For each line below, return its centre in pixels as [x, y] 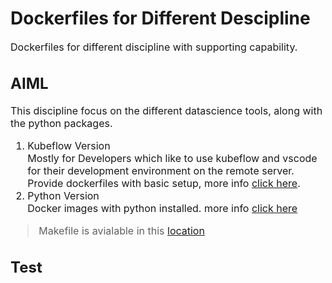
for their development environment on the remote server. [161, 171]
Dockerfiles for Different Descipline [160, 18]
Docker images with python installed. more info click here [162, 209]
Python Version [63, 196]
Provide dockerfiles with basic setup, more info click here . [164, 184]
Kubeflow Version [69, 146]
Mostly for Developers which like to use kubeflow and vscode [172, 159]
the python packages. [61, 124]
